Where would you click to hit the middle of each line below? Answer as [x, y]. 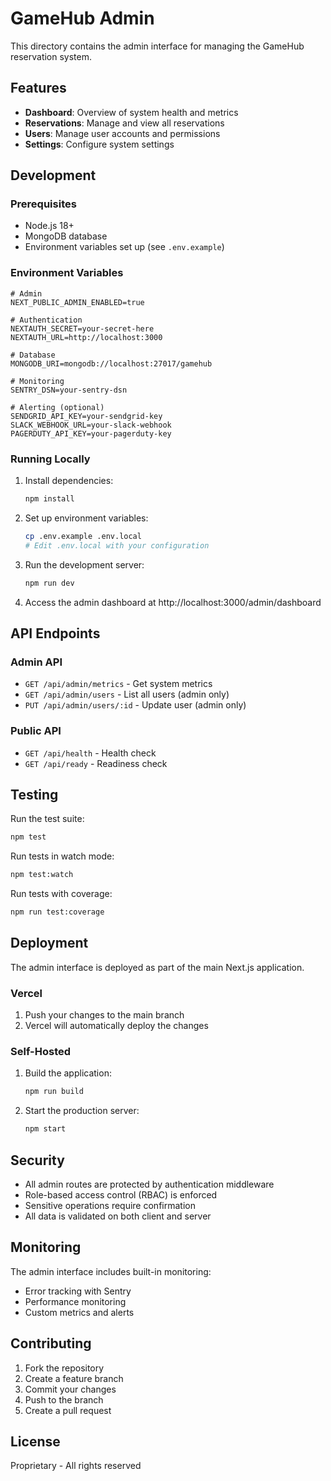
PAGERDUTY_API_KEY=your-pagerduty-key [91, 433]
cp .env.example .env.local [83, 536]
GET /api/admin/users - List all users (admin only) [127, 694]
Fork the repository [64, 1368]
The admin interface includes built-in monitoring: [111, 1271]
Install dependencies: [69, 481]
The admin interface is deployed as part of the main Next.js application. [157, 967]
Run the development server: [84, 564]
